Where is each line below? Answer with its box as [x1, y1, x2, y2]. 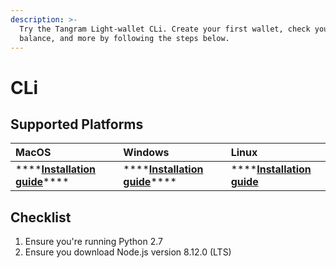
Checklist [10, 209, 72, 226]
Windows [123, 146, 170, 160]
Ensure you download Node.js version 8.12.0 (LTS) [24, 246, 232, 258]
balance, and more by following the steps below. [19, 33, 230, 43]
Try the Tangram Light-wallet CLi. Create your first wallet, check [19, 24, 311, 34]
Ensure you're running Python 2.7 [24, 236, 163, 248]
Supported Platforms [10, 116, 144, 133]
